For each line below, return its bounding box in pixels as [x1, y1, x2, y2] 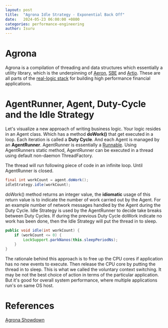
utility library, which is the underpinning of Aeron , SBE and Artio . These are [5, 70, 161, 76]
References [5, 300, 54, 312]
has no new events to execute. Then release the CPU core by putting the [5, 261, 156, 267]
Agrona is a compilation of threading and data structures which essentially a [5, 65, 163, 71]
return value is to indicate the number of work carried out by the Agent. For [5, 196, 161, 202]
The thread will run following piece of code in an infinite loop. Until [5, 162, 143, 168]
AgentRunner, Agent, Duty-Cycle [5, 98, 146, 110]
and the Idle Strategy [5, 109, 95, 121]
